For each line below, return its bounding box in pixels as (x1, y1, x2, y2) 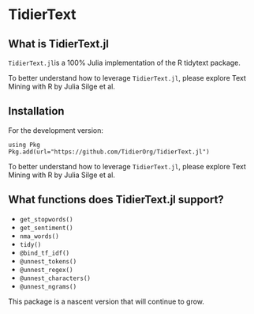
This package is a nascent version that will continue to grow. (8, 297, 205, 306)
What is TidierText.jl (8, 37, 109, 51)
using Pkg (8, 141, 41, 149)
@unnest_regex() (19, 266, 73, 274)
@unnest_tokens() (19, 257, 77, 266)
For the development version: (8, 125, 104, 135)
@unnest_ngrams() (19, 282, 77, 290)
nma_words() (19, 232, 59, 240)
